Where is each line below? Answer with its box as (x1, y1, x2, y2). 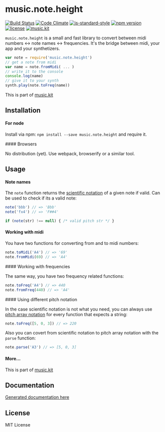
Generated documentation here (5, 394, 70, 400)
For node (5, 120, 24, 126)
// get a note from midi (5, 60, 57, 65)
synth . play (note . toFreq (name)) (5, 83, 70, 88)
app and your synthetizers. (5, 45, 60, 51)
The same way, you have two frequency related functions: (5, 273, 124, 279)
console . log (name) (5, 74, 43, 79)
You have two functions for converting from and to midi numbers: (5, 240, 139, 246)
